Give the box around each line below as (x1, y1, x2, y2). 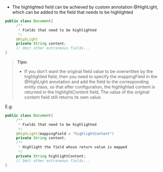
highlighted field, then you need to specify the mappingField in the (24, 74, 158, 79)
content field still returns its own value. (24, 94, 102, 100)
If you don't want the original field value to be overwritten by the (24, 69, 153, 74)
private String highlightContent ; (16, 154, 86, 158)
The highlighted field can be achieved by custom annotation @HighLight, (12, 4, 159, 10)
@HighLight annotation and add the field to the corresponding (24, 79, 149, 85)
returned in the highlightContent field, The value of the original (24, 89, 150, 95)
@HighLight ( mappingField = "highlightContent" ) (16, 131, 114, 136)
